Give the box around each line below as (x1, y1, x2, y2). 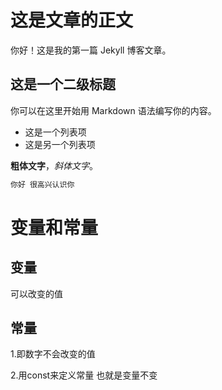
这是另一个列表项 (24, 138, 96, 150)
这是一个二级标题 (10, 76, 116, 93)
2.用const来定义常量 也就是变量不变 (10, 369, 158, 381)
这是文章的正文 (10, 9, 134, 32)
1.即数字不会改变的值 (10, 348, 96, 360)
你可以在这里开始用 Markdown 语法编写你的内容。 (10, 104, 217, 116)
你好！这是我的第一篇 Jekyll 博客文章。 (10, 44, 172, 56)
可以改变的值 (10, 287, 63, 300)
